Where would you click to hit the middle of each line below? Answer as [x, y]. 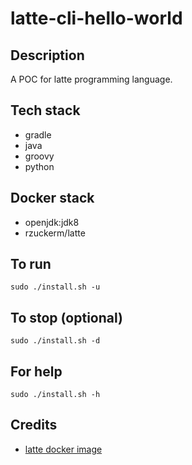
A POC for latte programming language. [91, 79]
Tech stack [45, 110]
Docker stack [52, 198]
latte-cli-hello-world [96, 18]
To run [31, 264]
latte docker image [63, 449]
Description [47, 55]
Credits [34, 425]
